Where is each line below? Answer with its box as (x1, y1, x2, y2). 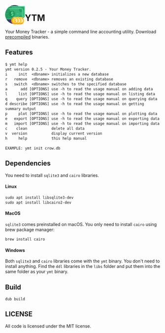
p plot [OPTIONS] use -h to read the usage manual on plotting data (5, 111, 158, 116)
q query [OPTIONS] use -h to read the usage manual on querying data (5, 96, 158, 101)
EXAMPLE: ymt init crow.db (5, 146, 61, 150)
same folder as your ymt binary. (5, 269, 69, 275)
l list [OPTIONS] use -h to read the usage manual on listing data (5, 91, 155, 96)
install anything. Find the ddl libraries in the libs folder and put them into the (5, 263, 161, 269)
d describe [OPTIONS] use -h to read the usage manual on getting (5, 101, 144, 106)
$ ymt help (5, 62, 28, 67)
